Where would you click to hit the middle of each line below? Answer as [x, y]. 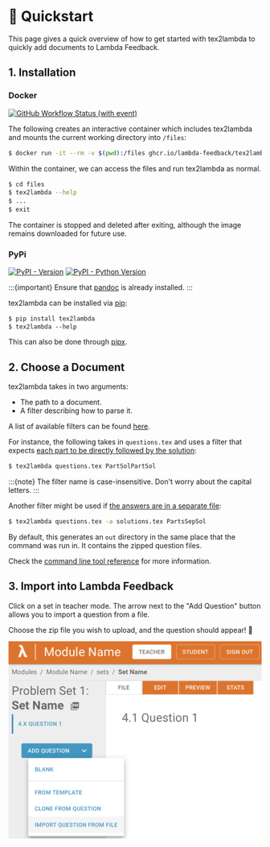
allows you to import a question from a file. [79, 614]
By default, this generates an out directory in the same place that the [122, 537]
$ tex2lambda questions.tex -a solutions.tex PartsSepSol [107, 521]
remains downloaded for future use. [67, 233]
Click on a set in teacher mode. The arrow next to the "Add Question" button [135, 605]
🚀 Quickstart [51, 17]
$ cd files [27, 184]
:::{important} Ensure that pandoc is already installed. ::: [100, 287]
